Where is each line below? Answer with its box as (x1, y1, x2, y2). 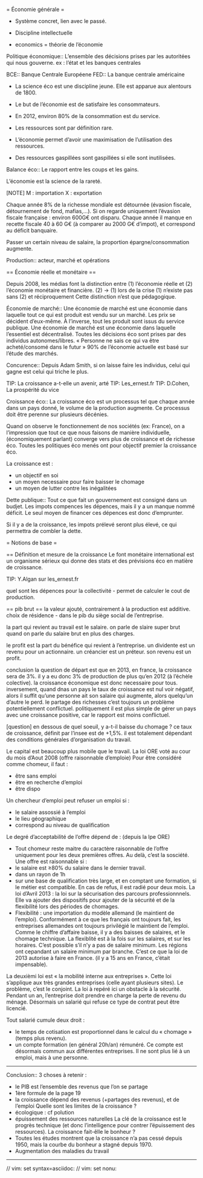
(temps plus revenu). (14, 1034, 67, 1042)
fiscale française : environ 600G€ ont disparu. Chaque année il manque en (6, 214, 192, 221)
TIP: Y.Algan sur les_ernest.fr (6, 575, 79, 583)
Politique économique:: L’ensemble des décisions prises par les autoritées (6, 53, 191, 60)
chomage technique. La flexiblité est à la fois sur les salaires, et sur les (14, 935, 191, 942)
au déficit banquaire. (6, 227, 58, 234)
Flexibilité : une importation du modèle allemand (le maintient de (14, 909, 175, 916)
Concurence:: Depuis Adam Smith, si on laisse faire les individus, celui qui (6, 362, 190, 369)
